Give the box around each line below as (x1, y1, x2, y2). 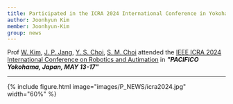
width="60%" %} (7, 90, 57, 98)
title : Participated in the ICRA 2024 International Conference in (7, 10, 207, 17)
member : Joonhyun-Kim (7, 23, 70, 30)
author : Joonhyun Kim (7, 17, 70, 23)
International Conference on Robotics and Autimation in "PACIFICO (7, 56, 199, 64)
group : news (7, 29, 42, 37)
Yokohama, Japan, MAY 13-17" (7, 63, 99, 71)
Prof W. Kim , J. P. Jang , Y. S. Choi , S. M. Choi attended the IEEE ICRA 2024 (7, 48, 222, 56)
